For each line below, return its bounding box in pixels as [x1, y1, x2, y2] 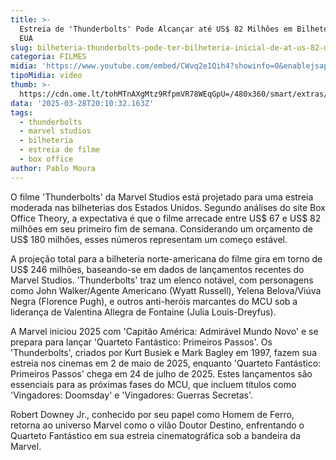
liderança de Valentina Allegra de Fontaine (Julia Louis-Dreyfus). [10, 306, 277, 318]
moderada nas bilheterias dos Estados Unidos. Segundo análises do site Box [10, 201, 326, 213]
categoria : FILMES [10, 52, 87, 62]
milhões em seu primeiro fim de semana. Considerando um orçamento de [10, 222, 313, 235]
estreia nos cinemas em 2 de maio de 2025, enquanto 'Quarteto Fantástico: [10, 357, 322, 369]
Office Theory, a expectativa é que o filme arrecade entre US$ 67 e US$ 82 [10, 212, 322, 224]
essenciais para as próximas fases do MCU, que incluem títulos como [10, 378, 297, 390]
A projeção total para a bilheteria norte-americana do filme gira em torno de [10, 252, 323, 265]
